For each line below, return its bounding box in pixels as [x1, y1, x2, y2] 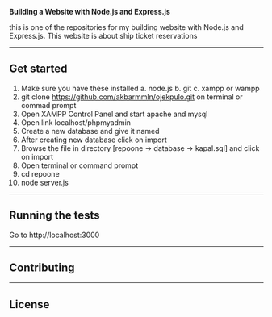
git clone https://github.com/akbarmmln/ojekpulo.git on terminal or [20, 92, 243, 102]
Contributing [9, 261, 75, 275]
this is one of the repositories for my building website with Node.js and [9, 23, 245, 31]
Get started [9, 62, 68, 76]
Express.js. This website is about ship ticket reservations [9, 31, 198, 40]
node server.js [20, 177, 69, 187]
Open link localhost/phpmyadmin [20, 117, 132, 127]
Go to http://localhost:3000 [9, 230, 100, 240]
